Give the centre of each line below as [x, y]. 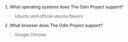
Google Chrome [30, 35]
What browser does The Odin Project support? [56, 25]
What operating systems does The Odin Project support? [66, 7]
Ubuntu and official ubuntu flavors [49, 16]
